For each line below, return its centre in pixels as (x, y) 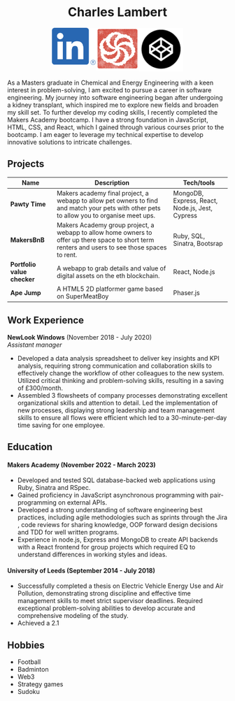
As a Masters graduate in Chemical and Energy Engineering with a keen (111, 82)
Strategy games (40, 684)
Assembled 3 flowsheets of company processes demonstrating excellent (122, 395)
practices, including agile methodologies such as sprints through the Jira (122, 517)
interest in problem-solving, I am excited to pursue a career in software (109, 90)
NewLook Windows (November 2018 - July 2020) (80, 337)
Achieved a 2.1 (38, 623)
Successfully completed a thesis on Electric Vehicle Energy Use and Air (120, 586)
